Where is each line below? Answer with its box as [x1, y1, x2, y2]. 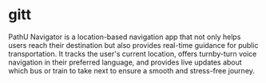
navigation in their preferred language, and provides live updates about [8, 57, 242, 67]
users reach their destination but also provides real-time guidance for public [8, 40, 259, 49]
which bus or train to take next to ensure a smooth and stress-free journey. [8, 65, 256, 75]
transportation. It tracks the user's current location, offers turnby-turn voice [8, 49, 257, 58]
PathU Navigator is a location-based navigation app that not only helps [8, 32, 241, 41]
